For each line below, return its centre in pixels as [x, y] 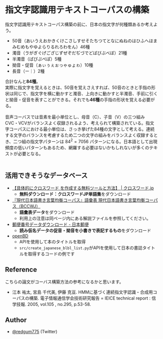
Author [16, 320]
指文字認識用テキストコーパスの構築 [77, 10]
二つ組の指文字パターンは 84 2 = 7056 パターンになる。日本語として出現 [85, 141]
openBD [20, 236]
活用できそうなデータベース [46, 175]
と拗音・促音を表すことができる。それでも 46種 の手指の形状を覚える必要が [80, 100]
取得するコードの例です [51, 254]
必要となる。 [31, 153]
